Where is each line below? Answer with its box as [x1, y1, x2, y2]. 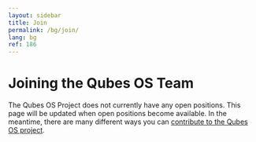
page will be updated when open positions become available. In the [8, 109, 227, 118]
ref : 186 [8, 41, 37, 49]
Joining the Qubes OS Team [8, 75, 195, 93]
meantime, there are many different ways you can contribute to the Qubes [8, 117, 248, 126]
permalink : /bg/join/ [8, 26, 80, 34]
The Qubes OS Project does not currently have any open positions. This [8, 100, 241, 110]
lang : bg [8, 33, 37, 42]
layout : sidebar [8, 11, 61, 20]
